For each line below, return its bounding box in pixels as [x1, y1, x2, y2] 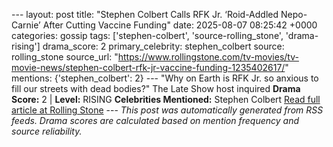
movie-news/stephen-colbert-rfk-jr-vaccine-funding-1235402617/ [11, 62, 286, 73]
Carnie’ [11, 19, 41, 31]
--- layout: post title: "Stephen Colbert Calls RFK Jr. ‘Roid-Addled [11, 9, 279, 20]
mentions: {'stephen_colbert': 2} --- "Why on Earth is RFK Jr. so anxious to [11, 72, 319, 84]
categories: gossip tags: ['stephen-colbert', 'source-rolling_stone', [11, 30, 284, 41]
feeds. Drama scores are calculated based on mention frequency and [11, 115, 300, 126]
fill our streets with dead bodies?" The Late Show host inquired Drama [11, 83, 301, 94]
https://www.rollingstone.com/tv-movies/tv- [117, 51, 299, 63]
